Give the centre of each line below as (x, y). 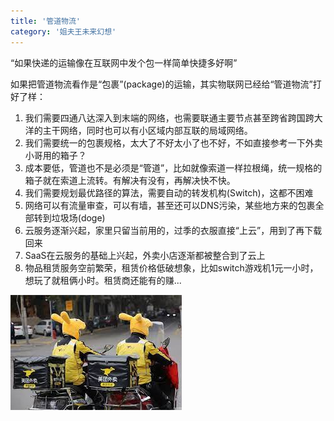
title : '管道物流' (46, 21)
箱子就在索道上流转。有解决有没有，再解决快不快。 (130, 180)
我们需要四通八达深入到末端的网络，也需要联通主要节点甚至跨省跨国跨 (169, 117)
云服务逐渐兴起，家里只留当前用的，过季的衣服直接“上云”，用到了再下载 (173, 230)
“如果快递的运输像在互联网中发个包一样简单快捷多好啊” (124, 62)
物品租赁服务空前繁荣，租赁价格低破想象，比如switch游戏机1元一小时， (171, 267)
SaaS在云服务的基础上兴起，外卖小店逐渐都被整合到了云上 (145, 255)
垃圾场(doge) (78, 217)
